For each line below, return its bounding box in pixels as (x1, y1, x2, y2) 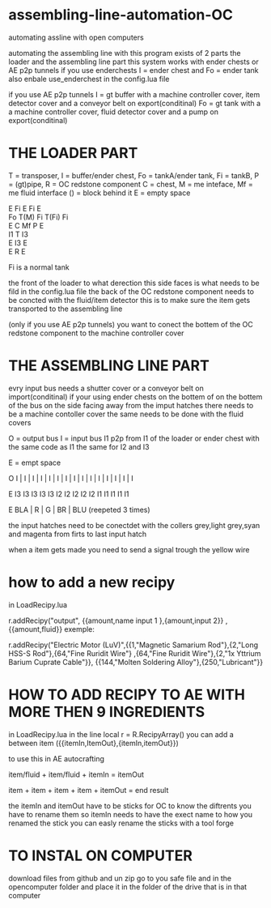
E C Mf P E (8, 220, 44, 230)
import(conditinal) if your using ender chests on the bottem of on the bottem (8, 391, 263, 402)
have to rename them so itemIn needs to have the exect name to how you (8, 809, 253, 819)
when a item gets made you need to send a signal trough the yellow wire (8, 544, 250, 554)
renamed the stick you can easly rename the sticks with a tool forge (8, 818, 235, 828)
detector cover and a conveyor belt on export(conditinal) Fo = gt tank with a (8, 98, 261, 108)
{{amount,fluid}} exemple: (8, 624, 95, 633)
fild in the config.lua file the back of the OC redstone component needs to (8, 286, 255, 296)
